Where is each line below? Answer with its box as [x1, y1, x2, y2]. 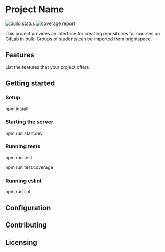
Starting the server [5, 118, 54, 125]
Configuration [5, 203, 51, 212]
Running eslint [5, 177, 42, 184]
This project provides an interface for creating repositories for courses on [5, 30, 160, 36]
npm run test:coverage [5, 164, 54, 170]
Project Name [5, 4, 64, 15]
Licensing [5, 238, 37, 247]
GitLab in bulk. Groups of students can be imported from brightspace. [5, 36, 152, 42]
